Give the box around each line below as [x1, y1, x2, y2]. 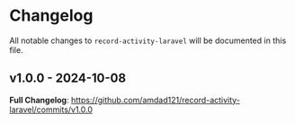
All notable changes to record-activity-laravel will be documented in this [9, 35, 287, 46]
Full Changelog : [9, 94, 69, 105]
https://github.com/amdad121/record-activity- [70, 94, 241, 105]
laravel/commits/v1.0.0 [9, 104, 93, 115]
